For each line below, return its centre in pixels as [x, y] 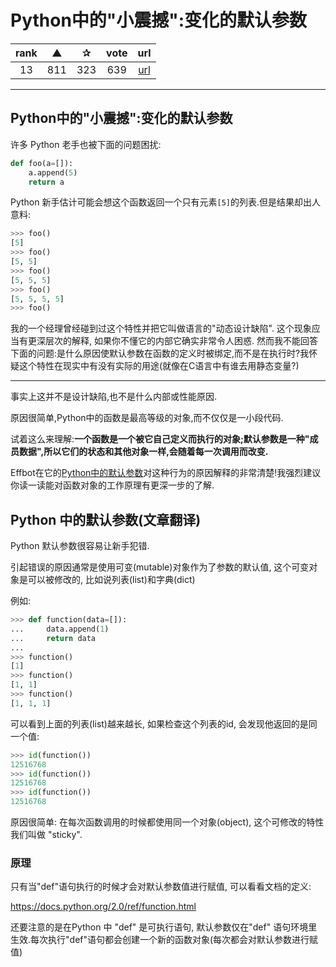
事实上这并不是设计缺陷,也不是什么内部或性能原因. [114, 397]
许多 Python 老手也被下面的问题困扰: [86, 144]
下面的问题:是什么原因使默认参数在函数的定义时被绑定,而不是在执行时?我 [160, 353]
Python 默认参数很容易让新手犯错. [80, 546]
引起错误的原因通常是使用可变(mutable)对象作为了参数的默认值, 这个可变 [160, 567]
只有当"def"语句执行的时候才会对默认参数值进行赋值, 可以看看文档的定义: [161, 887]
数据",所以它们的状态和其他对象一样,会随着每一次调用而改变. [143, 452]
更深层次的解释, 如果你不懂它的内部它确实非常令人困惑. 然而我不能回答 [172, 341]
